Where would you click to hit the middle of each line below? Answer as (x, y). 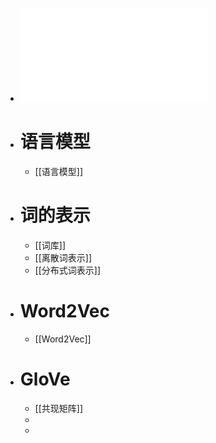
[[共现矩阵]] (59, 408)
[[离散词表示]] (63, 257)
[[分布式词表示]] (68, 270)
